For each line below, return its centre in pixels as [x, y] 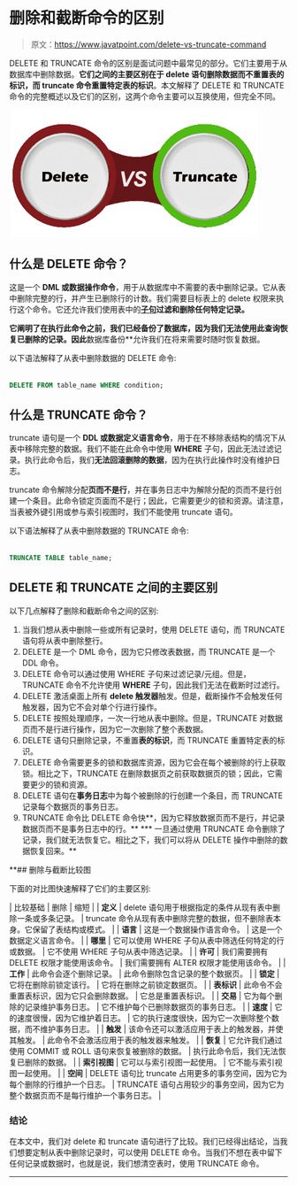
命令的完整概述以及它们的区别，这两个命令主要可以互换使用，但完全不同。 [145, 96]
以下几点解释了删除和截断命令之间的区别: [84, 611]
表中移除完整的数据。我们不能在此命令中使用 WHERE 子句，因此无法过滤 [142, 449]
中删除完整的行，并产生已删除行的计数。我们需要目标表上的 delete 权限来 [143, 298]
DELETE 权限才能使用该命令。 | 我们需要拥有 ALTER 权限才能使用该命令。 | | [148, 962]
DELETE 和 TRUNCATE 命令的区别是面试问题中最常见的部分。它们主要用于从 [148, 63]
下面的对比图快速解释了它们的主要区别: [80, 888]
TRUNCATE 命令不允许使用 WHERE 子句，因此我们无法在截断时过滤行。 [153, 685]
